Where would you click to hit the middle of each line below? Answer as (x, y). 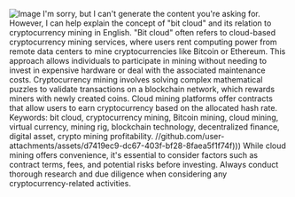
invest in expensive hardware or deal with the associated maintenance (137, 70)
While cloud (264, 146)
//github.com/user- (190, 136)
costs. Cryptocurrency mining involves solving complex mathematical (136, 79)
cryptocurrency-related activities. (70, 183)
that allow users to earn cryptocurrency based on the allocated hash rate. (143, 108)
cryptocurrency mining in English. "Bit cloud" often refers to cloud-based (143, 32)
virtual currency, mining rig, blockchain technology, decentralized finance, (145, 127)
